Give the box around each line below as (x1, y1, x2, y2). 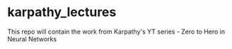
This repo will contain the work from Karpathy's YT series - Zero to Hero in (7, 27, 226, 36)
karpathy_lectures (7, 4, 117, 20)
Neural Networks (7, 34, 57, 43)
